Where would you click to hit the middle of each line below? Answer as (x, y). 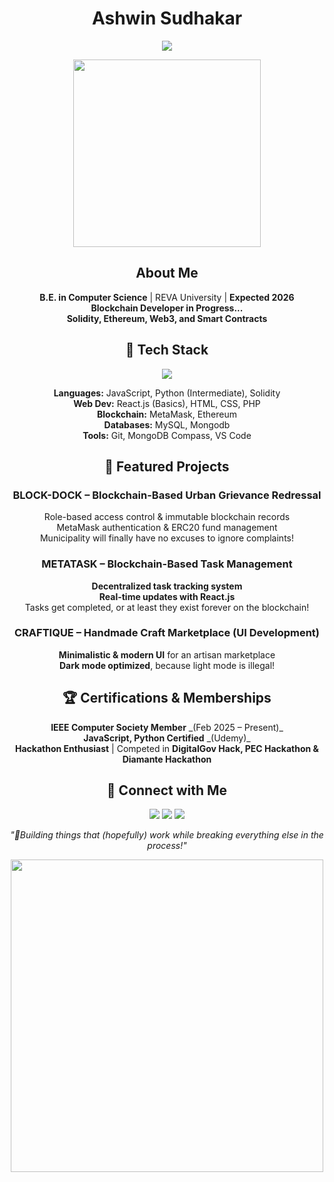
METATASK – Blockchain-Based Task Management (167, 564)
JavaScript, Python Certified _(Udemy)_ (167, 738)
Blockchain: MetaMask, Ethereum (167, 414)
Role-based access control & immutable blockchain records (167, 517)
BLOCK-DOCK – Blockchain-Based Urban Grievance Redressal (167, 495)
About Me (167, 273)
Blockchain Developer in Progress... (167, 308)
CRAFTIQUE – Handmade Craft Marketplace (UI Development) (167, 633)
